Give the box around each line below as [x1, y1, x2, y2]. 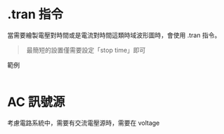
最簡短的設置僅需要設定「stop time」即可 [26, 46, 146, 54]
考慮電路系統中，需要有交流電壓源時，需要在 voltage [7, 119, 160, 127]
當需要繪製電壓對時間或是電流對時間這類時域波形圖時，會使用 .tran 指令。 [7, 31, 221, 39]
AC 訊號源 [7, 94, 65, 110]
